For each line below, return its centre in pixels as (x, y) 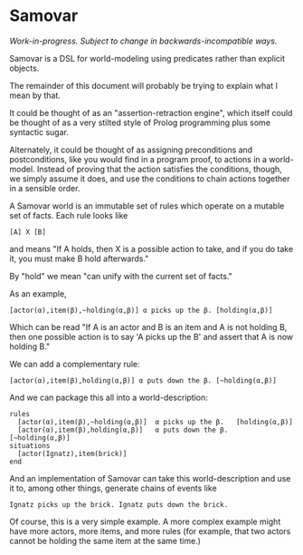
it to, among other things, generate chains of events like (113, 488)
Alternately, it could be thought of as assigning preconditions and (131, 150)
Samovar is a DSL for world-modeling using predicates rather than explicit (147, 58)
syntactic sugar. (39, 131)
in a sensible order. (45, 188)
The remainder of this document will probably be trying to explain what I (144, 85)
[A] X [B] (28, 232)
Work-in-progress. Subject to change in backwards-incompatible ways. (143, 41)
